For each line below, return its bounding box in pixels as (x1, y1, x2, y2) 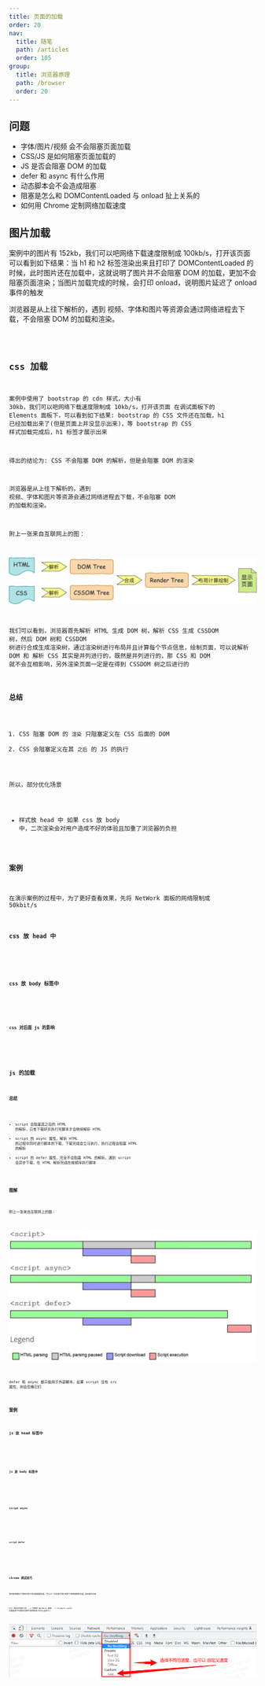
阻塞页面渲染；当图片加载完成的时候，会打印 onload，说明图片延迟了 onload (9, 278, 257, 287)
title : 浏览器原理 (16, 71, 70, 79)
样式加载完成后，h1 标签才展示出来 (9, 428, 108, 436)
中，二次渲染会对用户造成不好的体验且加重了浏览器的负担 (19, 825, 178, 832)
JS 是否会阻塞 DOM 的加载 (20, 161, 107, 171)
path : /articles (16, 46, 69, 54)
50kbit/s (9, 902, 38, 909)
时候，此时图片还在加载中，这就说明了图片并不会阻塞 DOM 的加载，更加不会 (9, 268, 257, 278)
